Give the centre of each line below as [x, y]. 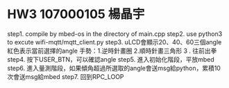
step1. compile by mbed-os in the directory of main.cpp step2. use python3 [115, 34]
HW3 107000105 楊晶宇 [76, 14]
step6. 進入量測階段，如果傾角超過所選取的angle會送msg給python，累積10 [114, 68]
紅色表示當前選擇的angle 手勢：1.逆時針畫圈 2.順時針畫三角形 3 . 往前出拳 [112, 51]
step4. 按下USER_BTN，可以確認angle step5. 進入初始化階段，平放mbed [111, 59]
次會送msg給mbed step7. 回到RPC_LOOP [66, 76]
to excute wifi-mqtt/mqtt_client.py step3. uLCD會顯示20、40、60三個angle [114, 42]
